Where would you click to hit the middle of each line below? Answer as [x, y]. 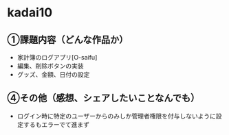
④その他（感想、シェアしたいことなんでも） [103, 98]
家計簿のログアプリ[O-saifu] [57, 57]
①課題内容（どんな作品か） [68, 39]
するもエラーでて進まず [56, 124]
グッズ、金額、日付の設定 [53, 74]
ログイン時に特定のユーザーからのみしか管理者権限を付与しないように [117, 116]
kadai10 [30, 13]
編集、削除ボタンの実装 [50, 66]
